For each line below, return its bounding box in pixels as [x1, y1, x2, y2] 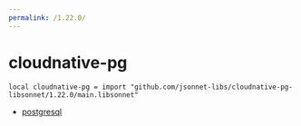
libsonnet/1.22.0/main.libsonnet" [8, 90, 140, 100]
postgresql [21, 106, 63, 117]
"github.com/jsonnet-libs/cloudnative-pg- [130, 82, 294, 92]
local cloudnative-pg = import [8, 82, 127, 92]
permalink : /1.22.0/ [8, 13, 87, 23]
